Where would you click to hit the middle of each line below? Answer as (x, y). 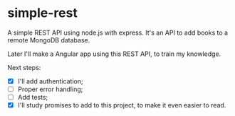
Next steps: (24, 67)
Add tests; (33, 98)
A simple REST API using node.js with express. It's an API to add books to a (118, 33)
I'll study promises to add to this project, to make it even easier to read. (122, 105)
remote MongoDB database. (49, 40)
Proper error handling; (50, 89)
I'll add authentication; (50, 81)
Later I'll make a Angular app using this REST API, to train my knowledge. (114, 54)
